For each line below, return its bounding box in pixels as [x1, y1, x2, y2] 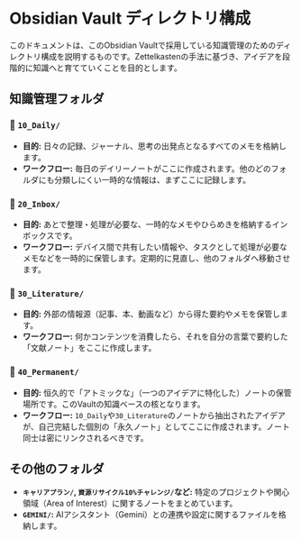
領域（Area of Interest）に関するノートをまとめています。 [22, 498, 238, 509]
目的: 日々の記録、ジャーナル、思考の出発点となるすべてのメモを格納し [22, 141, 287, 151]
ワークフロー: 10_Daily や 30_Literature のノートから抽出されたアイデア [22, 409, 287, 420]
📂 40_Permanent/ [9, 366, 79, 379]
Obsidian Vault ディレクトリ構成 [9, 8, 251, 29]
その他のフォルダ [9, 461, 105, 476]
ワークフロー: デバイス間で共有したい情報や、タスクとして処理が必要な [22, 241, 288, 252]
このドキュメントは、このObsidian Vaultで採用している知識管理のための [9, 40, 277, 50]
